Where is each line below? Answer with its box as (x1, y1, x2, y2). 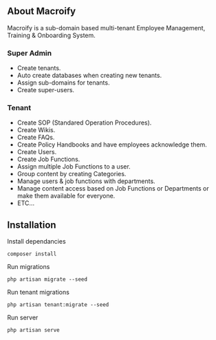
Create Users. (17, 148, 57, 156)
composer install (7, 251, 57, 257)
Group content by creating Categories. (17, 170, 127, 178)
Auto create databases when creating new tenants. (17, 72, 162, 80)
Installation (7, 219, 56, 231)
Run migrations (7, 263, 50, 271)
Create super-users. (17, 86, 74, 94)
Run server (7, 313, 39, 322)
